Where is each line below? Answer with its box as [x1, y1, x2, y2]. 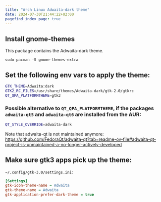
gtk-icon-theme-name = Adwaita [5, 183, 70, 188]
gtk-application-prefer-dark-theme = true [5, 192, 94, 198]
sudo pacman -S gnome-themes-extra [5, 57, 79, 62]
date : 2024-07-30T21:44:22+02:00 [5, 12, 74, 17]
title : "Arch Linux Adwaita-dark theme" [5, 7, 90, 12]
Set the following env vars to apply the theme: [5, 71, 150, 79]
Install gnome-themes [5, 35, 75, 43]
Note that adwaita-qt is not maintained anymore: [5, 131, 104, 137]
